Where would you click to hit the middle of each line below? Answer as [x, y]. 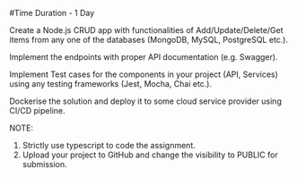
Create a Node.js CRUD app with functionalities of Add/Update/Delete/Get [147, 30]
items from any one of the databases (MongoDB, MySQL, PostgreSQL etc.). [149, 40]
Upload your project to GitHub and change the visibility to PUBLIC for [150, 155]
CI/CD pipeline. [37, 110]
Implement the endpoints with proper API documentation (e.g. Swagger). [144, 57]
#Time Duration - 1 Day [52, 13]
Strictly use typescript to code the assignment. [109, 145]
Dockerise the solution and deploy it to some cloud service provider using [146, 101]
